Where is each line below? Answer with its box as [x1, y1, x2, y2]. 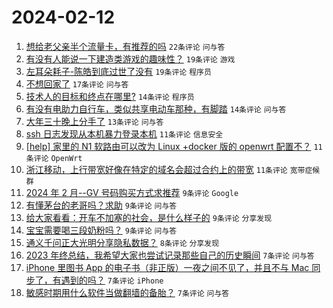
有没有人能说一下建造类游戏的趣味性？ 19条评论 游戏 [25, 52, 236, 65]
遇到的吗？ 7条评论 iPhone [60, 274, 164, 286]
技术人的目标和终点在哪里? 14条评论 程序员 [25, 90, 195, 102]
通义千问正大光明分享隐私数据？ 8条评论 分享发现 [25, 236, 220, 248]
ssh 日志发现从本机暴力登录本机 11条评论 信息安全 [25, 127, 224, 140]
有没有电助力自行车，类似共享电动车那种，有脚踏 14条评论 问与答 [25, 102, 287, 115]
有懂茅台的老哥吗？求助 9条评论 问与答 [25, 199, 178, 211]
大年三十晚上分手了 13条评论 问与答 [25, 115, 164, 127]
